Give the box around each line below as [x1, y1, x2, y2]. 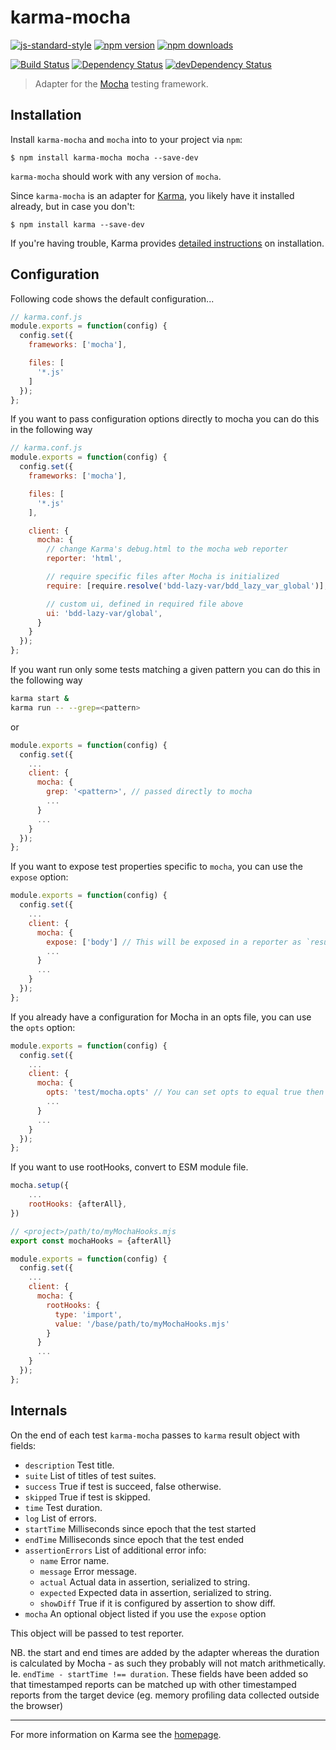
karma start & [10, 694, 70, 704]
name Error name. [39, 1554, 110, 1566]
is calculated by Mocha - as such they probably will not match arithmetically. [10, 1657, 326, 1669]
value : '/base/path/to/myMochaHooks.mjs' [54, 1319, 230, 1329]
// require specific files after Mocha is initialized [46, 572, 280, 582]
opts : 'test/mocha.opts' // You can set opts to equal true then [46, 1087, 325, 1098]
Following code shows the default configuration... [10, 292, 215, 305]
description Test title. [24, 1459, 115, 1471]
